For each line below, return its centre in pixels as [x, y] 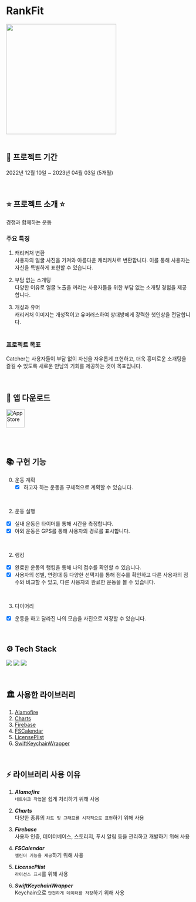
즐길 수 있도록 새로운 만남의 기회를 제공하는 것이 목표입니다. [74, 366]
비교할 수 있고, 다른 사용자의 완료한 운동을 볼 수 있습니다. [90, 582]
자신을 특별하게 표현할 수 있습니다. [54, 267]
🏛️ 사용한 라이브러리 [41, 695]
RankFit [25, 11]
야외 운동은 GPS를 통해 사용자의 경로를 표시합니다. [72, 531]
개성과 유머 [27, 307]
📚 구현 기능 [26, 462]
